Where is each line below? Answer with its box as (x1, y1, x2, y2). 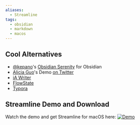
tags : (5, 17, 17, 22)
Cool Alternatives (5, 50, 62, 59)
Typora (12, 85, 28, 91)
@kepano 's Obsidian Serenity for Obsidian (12, 63, 102, 69)
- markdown (10, 27, 33, 32)
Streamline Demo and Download (5, 100, 109, 109)
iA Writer (12, 74, 32, 81)
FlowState (12, 80, 34, 86)
